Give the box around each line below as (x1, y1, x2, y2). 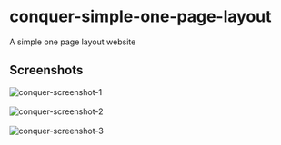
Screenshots (9, 63, 84, 78)
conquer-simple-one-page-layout (9, 6, 272, 27)
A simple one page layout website (9, 36, 136, 47)
